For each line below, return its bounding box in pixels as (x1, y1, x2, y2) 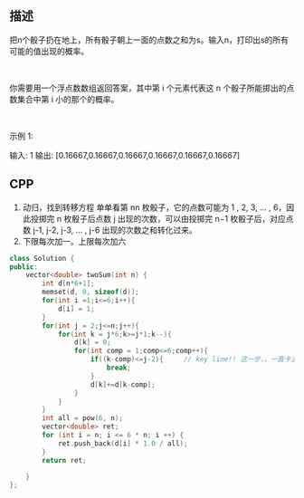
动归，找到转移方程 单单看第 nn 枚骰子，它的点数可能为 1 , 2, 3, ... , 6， (22, 202, 287, 213)
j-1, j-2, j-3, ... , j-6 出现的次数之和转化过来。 (33, 225, 197, 235)
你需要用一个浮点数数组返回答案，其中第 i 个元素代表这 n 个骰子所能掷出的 (9, 82, 287, 93)
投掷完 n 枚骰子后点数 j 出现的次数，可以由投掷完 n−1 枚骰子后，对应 (30, 213, 287, 224)
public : (9, 262, 39, 272)
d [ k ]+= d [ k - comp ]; (90, 379, 156, 389)
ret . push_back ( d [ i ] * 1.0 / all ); (57, 438, 188, 448)
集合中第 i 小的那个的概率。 (16, 93, 119, 104)
